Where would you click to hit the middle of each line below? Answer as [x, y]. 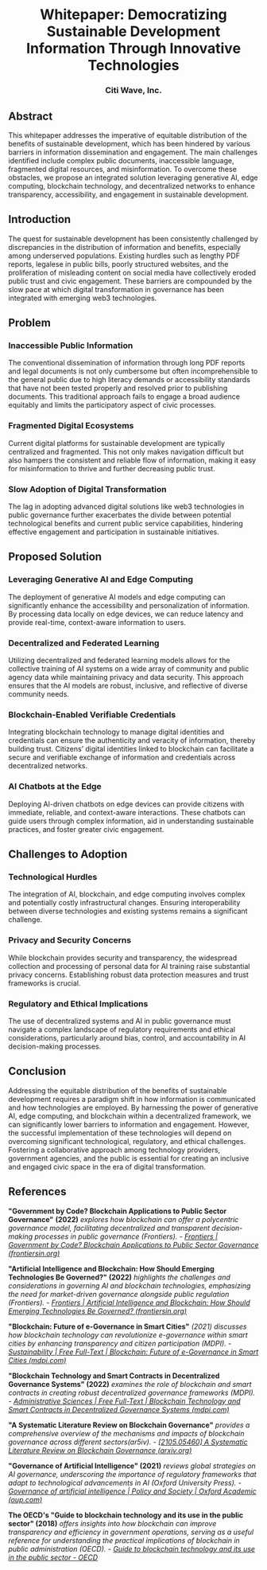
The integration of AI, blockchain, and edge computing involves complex [127, 894]
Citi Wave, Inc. [133, 91]
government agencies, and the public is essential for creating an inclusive [129, 1158]
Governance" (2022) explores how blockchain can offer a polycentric [124, 1219]
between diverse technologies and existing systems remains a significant [128, 911]
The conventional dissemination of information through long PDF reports [127, 363]
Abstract [31, 116]
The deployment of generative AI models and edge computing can [117, 597]
